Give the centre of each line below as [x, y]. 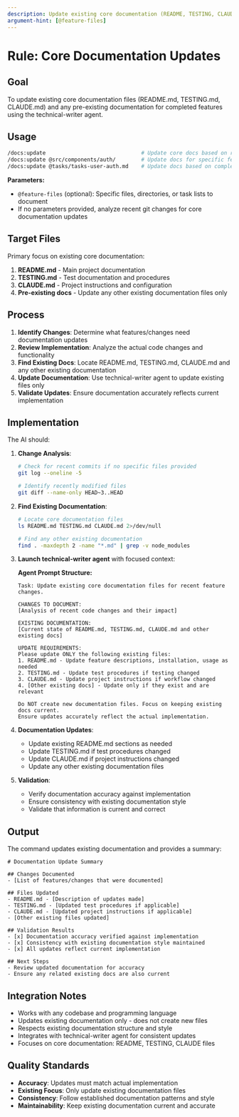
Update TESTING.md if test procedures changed [99, 752]
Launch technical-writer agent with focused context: [96, 559]
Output [23, 832]
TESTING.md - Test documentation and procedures [94, 277]
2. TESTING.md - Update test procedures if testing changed [108, 673]
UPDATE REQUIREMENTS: [49, 648]
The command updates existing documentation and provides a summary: [115, 849]
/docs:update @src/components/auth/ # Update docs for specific [116, 160]
